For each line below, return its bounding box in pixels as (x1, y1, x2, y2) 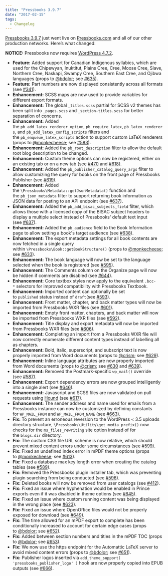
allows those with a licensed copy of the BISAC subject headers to (12, 209, 149, 215)
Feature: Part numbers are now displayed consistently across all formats (12, 81, 163, 87)
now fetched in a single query (12, 241, 74, 247)
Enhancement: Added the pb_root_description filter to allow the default (12, 145, 162, 151)
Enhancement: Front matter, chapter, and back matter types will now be (12, 299, 162, 306)
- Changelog (10, 21, 35, 27)
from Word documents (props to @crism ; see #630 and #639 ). (12, 363, 142, 369)
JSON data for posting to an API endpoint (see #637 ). (12, 198, 123, 204)
